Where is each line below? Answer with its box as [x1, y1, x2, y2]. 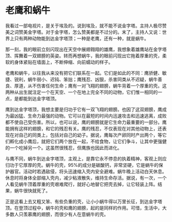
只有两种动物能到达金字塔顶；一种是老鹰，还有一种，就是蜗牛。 [14, 35, 149, 41]
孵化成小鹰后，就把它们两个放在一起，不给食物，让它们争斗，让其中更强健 [9, 138, 167, 144]
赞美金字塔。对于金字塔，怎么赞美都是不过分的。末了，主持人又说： [18, 29, 162, 35]
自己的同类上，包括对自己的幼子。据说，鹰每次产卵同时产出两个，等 [18, 131, 162, 138]
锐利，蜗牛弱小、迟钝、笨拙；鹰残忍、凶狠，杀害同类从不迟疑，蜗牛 [14, 76, 158, 82]
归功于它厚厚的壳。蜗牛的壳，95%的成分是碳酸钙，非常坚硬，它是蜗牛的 [5, 162, 159, 168]
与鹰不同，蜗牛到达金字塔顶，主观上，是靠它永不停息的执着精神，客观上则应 [5, 156, 167, 162]
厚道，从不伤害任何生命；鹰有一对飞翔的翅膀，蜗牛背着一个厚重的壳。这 [14, 82, 167, 88]
